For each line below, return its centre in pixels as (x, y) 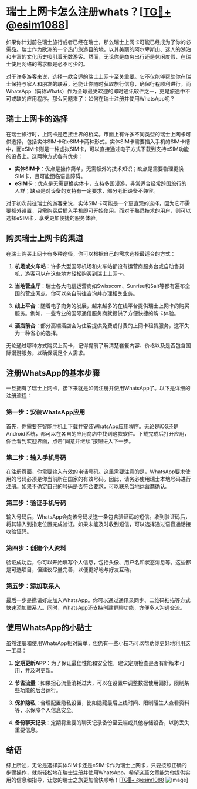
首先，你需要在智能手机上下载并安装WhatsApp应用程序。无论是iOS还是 (92, 426)
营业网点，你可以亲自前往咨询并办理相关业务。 (81, 293)
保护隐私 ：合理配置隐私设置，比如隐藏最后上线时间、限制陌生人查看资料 (102, 703)
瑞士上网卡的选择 (37, 119)
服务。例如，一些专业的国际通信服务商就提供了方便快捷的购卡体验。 (97, 313)
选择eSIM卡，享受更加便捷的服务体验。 (53, 218)
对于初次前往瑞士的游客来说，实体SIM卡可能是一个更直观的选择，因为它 (93, 203)
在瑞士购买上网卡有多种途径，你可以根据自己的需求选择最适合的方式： (91, 253)
